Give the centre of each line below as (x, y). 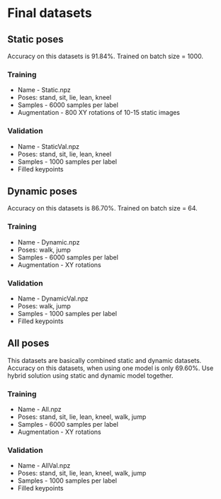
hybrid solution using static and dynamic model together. (90, 375)
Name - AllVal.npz (44, 466)
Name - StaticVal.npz (49, 146)
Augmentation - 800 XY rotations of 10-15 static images (99, 113)
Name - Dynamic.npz (49, 242)
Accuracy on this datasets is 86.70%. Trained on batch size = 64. (103, 208)
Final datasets (50, 13)
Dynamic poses (42, 191)
